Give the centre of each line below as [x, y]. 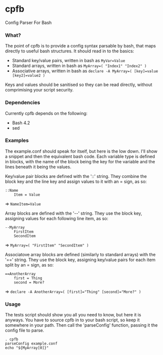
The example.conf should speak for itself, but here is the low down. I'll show [81, 151]
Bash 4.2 [21, 123]
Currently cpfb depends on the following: [46, 113]
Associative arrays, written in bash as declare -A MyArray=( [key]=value [85, 71]
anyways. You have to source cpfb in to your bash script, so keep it [72, 320]
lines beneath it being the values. [38, 167]
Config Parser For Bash [28, 22]
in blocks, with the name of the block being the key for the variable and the [80, 161]
